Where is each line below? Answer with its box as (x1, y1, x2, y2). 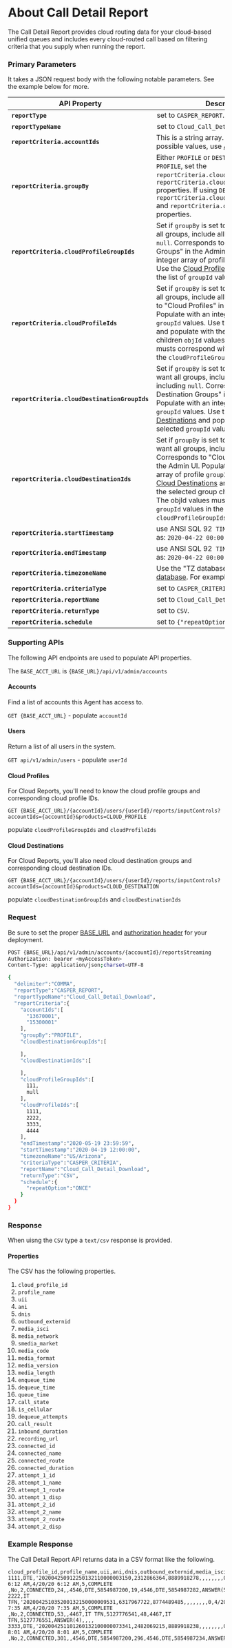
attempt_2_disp (17, 1523, 62, 1531)
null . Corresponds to (156, 238, 225, 247)
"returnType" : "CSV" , (20, 1172, 79, 1179)
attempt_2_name (17, 1509, 62, 1516)
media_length (17, 1370, 56, 1376)
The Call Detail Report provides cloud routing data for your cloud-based (8, 28, 212, 36)
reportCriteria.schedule (11, 618, 93, 627)
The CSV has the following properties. (8, 1267, 116, 1276)
